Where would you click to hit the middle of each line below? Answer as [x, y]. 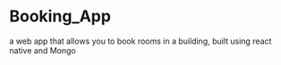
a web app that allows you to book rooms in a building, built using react [140, 41]
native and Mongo [43, 50]
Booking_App [60, 16]
